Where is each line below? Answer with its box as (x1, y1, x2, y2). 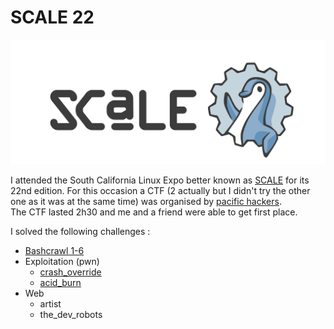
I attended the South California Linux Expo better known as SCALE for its (10, 174, 310, 186)
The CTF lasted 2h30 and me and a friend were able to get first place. (10, 206, 298, 218)
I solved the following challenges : (10, 226, 151, 238)
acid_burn (39, 277, 82, 289)
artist (39, 298, 62, 310)
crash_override (39, 266, 102, 278)
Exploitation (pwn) (24, 256, 100, 268)
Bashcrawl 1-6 (24, 245, 85, 257)
